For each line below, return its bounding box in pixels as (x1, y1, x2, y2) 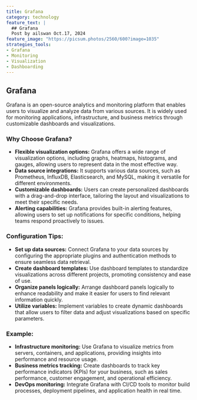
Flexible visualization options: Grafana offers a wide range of (14, 149, 166, 156)
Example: (6, 330, 34, 338)
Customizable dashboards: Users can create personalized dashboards (14, 186, 189, 193)
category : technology (6, 14, 60, 20)
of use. (14, 277, 32, 284)
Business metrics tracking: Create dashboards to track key (14, 362, 160, 369)
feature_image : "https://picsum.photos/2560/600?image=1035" (6, 36, 160, 42)
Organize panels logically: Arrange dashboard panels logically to (14, 283, 175, 291)
